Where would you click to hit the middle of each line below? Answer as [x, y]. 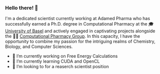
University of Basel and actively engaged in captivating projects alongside [80, 31]
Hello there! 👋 [22, 8]
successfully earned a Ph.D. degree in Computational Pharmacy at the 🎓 [80, 24]
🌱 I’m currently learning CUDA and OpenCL [56, 61]
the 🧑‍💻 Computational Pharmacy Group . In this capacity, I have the [73, 36]
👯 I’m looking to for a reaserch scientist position [61, 67]
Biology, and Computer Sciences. [39, 47]
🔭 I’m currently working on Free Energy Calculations [65, 56]
